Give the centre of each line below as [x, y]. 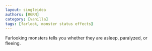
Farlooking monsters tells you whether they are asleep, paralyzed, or [76, 38]
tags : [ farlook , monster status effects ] [49, 24]
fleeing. [13, 43]
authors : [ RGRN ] [22, 14]
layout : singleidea [26, 10]
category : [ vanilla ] [27, 19]
